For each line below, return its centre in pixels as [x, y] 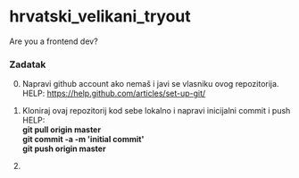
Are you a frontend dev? [54, 41]
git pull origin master [61, 130]
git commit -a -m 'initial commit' [83, 140]
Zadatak [28, 64]
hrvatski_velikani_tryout [100, 17]
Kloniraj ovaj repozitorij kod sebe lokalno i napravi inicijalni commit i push [156, 111]
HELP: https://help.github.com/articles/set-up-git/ [114, 93]
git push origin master [64, 148]
